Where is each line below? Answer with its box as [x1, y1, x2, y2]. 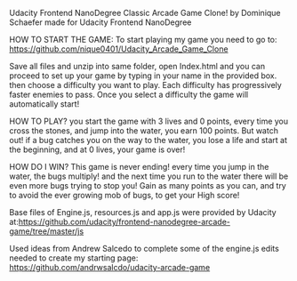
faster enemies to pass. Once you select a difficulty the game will [9, 89, 249, 100]
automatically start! [9, 99, 80, 109]
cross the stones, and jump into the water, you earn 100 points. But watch [9, 125, 278, 136]
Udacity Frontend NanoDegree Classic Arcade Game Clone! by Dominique [9, 8, 282, 18]
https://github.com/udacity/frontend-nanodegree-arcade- [18, 217, 231, 227]
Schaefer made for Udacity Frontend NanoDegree [9, 17, 192, 28]
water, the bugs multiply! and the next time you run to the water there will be [9, 171, 289, 181]
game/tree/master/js [9, 226, 84, 237]
